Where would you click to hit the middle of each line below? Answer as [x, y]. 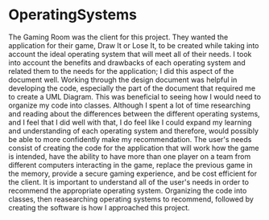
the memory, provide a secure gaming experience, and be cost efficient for [133, 173]
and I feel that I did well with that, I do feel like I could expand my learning [130, 122]
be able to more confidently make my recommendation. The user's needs [130, 139]
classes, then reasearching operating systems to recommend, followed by [131, 199]
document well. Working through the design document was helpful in [123, 79]
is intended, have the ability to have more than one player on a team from [130, 156]
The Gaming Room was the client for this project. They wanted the [118, 37]
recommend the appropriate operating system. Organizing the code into [128, 190]
